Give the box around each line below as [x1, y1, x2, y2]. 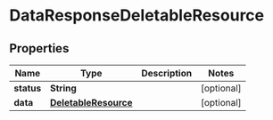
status [13, 82, 42, 94]
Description [141, 68, 193, 79]
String [49, 82, 78, 94]
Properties [9, 41, 70, 56]
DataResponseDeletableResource [9, 5, 265, 26]
